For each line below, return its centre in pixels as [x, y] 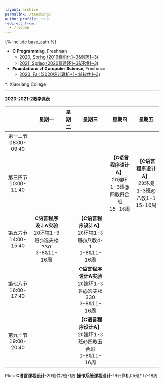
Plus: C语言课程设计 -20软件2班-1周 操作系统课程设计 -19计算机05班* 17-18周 [81, 376]
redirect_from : [20, 23]
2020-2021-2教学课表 [28, 99]
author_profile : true [27, 19]
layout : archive [21, 10]
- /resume [19, 28]
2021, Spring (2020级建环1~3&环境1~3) [59, 63]
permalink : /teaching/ [28, 14]
